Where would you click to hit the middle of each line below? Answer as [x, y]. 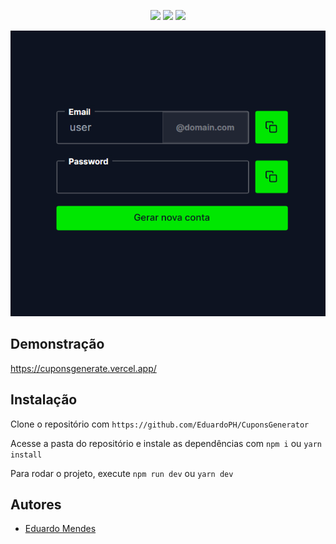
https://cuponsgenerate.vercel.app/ [83, 368]
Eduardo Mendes [60, 529]
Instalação [44, 400]
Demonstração [57, 344]
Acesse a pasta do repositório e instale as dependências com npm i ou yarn [166, 443]
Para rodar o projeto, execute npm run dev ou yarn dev [122, 473]
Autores [36, 504]
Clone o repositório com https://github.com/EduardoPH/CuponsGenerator [160, 424]
